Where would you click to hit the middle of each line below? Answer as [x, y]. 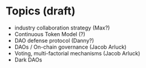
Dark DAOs [28, 60]
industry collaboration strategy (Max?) [62, 28]
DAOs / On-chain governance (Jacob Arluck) [70, 47]
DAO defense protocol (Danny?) [54, 40]
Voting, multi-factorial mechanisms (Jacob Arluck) [77, 53]
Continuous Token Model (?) [50, 34]
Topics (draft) [41, 11]
